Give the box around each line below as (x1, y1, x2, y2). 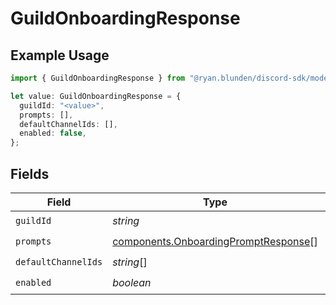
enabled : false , (19, 128, 87, 139)
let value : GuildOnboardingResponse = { (10, 91, 182, 101)
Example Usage (10, 47, 110, 64)
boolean (112, 276, 152, 290)
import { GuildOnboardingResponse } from (10, 73, 186, 83)
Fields (10, 165, 50, 182)
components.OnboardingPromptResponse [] (112, 235, 318, 249)
